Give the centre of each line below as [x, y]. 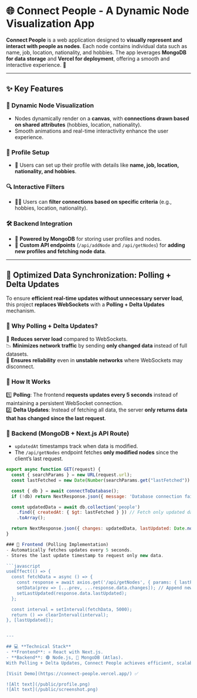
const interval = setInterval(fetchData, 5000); [72, 609]
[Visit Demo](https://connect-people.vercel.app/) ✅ [72, 673]
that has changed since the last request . [56, 418]
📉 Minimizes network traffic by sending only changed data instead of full [97, 345]
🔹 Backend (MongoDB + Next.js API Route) [68, 433]
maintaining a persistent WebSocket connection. [64, 403]
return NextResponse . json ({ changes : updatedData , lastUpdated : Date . [99, 529]
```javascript [23, 566]
